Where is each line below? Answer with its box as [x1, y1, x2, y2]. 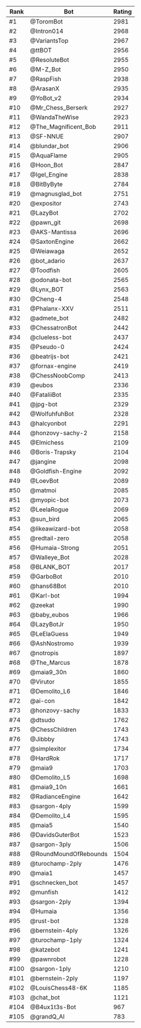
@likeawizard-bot [30, 525, 80, 532]
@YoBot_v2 [30, 94, 62, 102]
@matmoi [30, 486, 57, 494]
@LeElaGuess [30, 630, 69, 638]
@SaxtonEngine [30, 238, 75, 246]
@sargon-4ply [30, 802, 72, 810]
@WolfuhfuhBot [30, 410, 75, 417]
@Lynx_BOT [30, 286, 64, 293]
